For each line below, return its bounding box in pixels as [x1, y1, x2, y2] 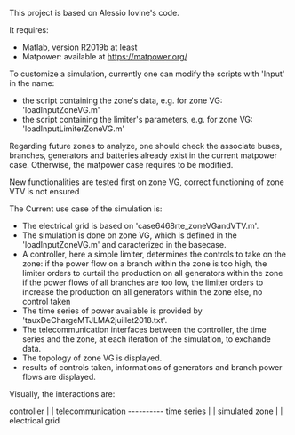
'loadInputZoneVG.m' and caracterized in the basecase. [21, 240, 227, 249]
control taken [21, 297, 71, 306]
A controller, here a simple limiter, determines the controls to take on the [21, 249, 287, 259]
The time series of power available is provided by [21, 305, 203, 316]
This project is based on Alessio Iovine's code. [9, 8, 179, 18]
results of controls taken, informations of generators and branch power [21, 362, 283, 372]
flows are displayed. [21, 372, 96, 382]
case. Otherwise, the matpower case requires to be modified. [9, 160, 234, 170]
